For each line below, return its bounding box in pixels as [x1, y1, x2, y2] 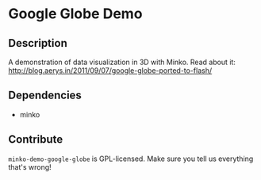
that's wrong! [8, 162, 52, 171]
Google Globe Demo [8, 5, 143, 23]
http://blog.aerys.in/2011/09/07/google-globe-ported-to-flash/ [8, 66, 213, 75]
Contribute [8, 132, 63, 147]
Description [8, 36, 67, 50]
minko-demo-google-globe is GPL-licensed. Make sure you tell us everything [8, 154, 254, 163]
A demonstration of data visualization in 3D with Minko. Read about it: [8, 57, 236, 67]
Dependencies [8, 89, 82, 102]
